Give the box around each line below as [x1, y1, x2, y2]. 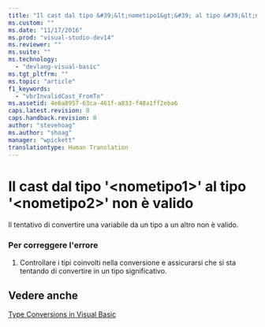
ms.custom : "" [8, 19, 55, 27]
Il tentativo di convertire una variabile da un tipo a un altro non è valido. [8, 220, 239, 229]
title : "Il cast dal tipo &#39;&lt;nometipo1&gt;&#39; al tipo [8, 11, 221, 20]
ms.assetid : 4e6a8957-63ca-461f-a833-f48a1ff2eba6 [8, 99, 178, 107]
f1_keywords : [8, 84, 51, 93]
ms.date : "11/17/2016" [8, 26, 83, 34]
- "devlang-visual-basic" [15, 63, 101, 71]
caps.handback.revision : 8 [8, 114, 97, 122]
